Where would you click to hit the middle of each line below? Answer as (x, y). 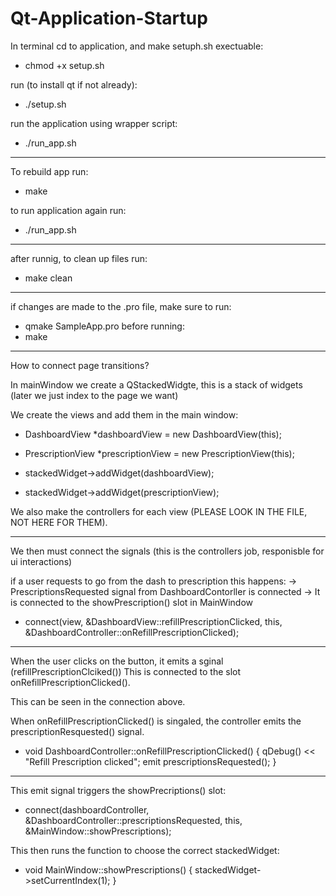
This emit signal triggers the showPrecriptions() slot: (118, 790)
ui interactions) (41, 561)
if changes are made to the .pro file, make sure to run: (121, 306)
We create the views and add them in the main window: (124, 414)
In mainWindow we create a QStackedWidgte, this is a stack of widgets (156, 384)
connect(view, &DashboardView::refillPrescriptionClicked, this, (153, 621)
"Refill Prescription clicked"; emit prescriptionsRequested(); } (150, 761)
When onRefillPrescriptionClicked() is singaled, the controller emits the (156, 721)
